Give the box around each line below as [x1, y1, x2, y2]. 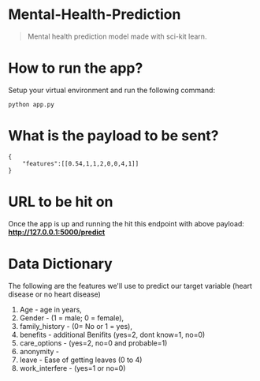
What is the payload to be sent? [8, 127, 219, 145]
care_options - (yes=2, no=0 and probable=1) [19, 338, 168, 348]
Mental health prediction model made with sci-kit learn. [27, 32, 207, 41]
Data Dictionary [8, 255, 113, 273]
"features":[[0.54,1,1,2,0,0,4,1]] [22, 159, 139, 167]
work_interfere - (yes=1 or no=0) [19, 363, 126, 372]
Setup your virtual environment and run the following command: [8, 85, 215, 95]
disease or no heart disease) [8, 289, 101, 299]
